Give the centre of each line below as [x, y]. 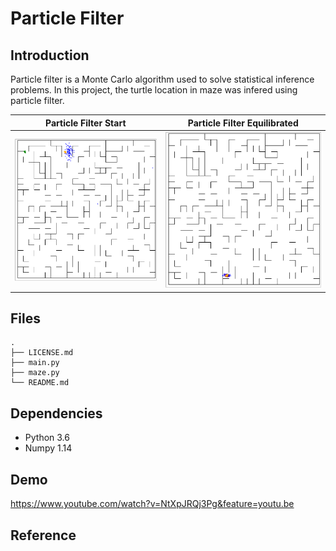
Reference [43, 535]
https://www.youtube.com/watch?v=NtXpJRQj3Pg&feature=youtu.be [152, 504]
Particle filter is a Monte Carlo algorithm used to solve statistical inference [162, 79]
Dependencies [56, 413]
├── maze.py [35, 373]
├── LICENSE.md [42, 353]
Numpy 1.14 [48, 448]
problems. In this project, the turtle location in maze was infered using [154, 90]
